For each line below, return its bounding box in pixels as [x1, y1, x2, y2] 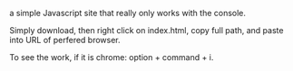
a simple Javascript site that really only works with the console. [9, 8, 247, 18]
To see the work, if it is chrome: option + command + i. [9, 52, 214, 62]
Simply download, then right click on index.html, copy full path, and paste [9, 25, 284, 35]
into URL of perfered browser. [9, 35, 121, 45]
